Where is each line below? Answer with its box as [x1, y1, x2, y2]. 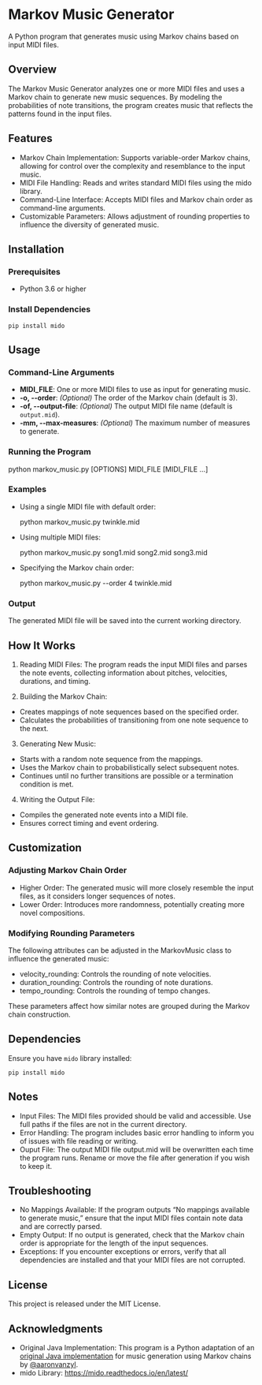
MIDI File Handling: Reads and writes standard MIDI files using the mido [19, 177, 252, 187]
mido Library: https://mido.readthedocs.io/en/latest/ [19, 1368, 189, 1377]
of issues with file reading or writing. [19, 1136, 138, 1145]
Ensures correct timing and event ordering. [19, 818, 159, 827]
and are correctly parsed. [19, 1222, 102, 1231]
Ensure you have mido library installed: [8, 1053, 132, 1062]
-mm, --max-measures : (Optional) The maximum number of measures [19, 418, 250, 427]
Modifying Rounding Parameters [8, 928, 135, 939]
